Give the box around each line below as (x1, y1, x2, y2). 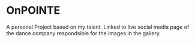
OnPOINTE (6, 4, 61, 17)
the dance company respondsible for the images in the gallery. (6, 29, 161, 36)
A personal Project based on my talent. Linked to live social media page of (6, 23, 190, 30)
